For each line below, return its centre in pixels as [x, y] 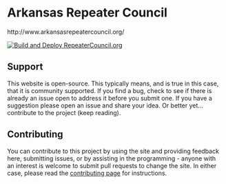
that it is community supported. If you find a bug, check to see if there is [110, 90]
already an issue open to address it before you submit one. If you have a [110, 98]
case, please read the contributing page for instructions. [87, 173]
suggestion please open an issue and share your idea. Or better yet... [105, 105]
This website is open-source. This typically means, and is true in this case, [113, 83]
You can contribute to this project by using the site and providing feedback [113, 151]
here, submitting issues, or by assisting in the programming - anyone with [112, 158]
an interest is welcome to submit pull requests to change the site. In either [112, 165]
